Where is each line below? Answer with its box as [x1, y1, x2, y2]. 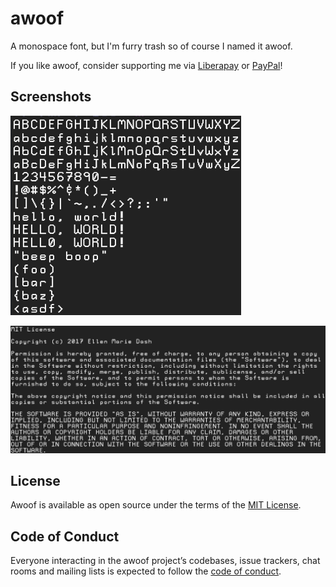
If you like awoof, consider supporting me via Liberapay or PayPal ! [10, 59, 283, 71]
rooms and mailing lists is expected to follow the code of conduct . [10, 565, 282, 577]
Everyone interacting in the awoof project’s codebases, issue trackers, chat [10, 555, 321, 567]
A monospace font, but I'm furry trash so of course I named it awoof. [10, 40, 293, 52]
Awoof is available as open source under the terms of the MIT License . [10, 499, 302, 511]
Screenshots [10, 88, 92, 106]
